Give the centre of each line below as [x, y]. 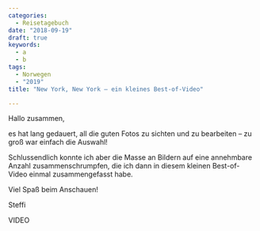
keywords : [25, 45]
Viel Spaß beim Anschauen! [54, 190]
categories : [28, 15]
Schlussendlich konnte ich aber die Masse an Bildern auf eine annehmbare [130, 157]
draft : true [28, 38]
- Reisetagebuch [42, 23]
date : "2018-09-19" [40, 30]
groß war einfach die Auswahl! [58, 142]
